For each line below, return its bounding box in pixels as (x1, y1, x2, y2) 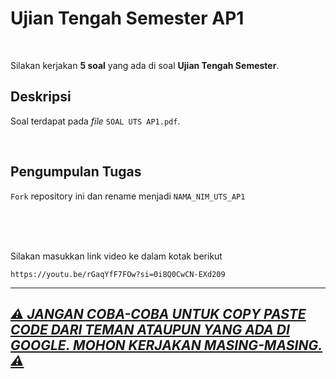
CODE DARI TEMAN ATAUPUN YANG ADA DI (10, 321, 290, 338)
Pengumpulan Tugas (10, 163, 142, 181)
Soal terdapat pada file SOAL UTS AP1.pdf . (10, 115, 181, 127)
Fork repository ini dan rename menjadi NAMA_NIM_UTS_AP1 (10, 190, 246, 202)
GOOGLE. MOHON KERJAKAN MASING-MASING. (10, 337, 323, 354)
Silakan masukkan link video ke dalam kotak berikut (10, 250, 223, 262)
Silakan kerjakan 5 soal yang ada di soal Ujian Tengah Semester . (10, 59, 280, 71)
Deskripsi (10, 88, 72, 106)
